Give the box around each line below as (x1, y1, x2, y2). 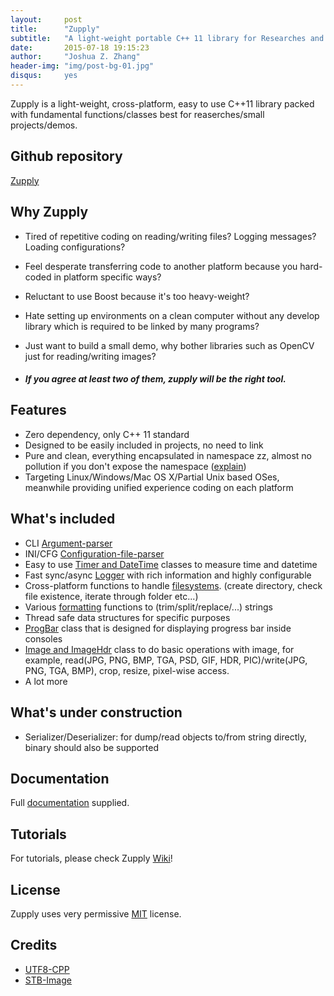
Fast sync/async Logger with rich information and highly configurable (24, 569, 312, 581)
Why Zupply (10, 204, 89, 221)
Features (10, 402, 67, 419)
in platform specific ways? (53, 271, 162, 283)
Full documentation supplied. (10, 797, 130, 809)
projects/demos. (10, 119, 78, 131)
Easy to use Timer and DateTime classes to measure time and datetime (24, 558, 318, 570)
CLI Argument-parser (24, 537, 113, 549)
